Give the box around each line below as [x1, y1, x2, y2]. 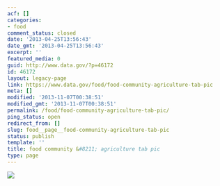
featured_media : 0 [7, 56, 61, 62]
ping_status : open [7, 113, 61, 120]
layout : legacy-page [7, 74, 68, 82]
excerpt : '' [7, 49, 42, 56]
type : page [7, 152, 39, 160]
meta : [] [7, 87, 33, 94]
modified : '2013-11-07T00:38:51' [7, 94, 104, 101]
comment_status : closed [7, 29, 77, 37]
